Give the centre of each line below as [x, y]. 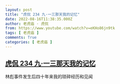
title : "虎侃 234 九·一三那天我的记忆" [42, 14]
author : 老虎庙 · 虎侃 [27, 24]
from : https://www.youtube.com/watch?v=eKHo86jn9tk [60, 28]
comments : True [21, 38]
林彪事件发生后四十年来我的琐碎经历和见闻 [49, 76]
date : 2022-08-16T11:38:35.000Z [39, 19]
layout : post [19, 10]
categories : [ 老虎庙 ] [29, 42]
